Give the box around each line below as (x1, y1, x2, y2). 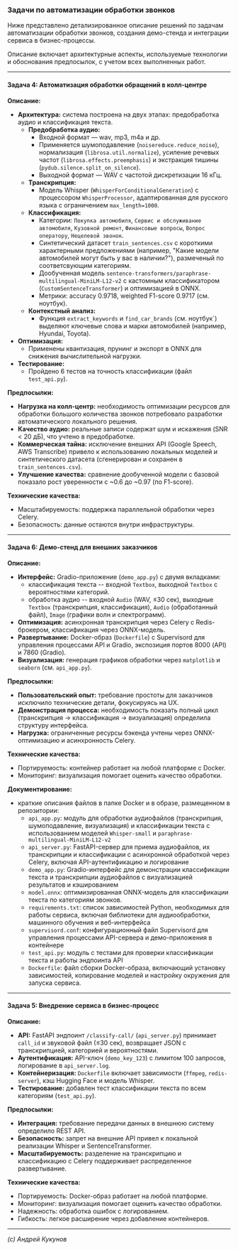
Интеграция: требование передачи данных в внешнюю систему (17, 1119, 215, 1127)
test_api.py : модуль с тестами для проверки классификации (28, 948, 214, 957)
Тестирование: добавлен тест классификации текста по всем (17, 1084, 207, 1092)
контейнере (28, 940, 64, 949)
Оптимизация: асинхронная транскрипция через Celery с (17, 618, 195, 626)
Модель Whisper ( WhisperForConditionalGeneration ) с (38, 185, 199, 194)
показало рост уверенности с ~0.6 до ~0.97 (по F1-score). (17, 478, 193, 486)
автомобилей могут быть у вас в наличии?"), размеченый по (38, 254, 225, 262)
